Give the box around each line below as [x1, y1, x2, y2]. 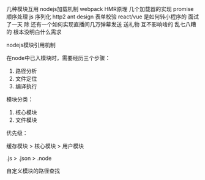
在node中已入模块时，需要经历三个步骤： [6, 54, 111, 61]
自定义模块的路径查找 [6, 167, 60, 174]
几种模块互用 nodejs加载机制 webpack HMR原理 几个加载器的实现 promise [6, 6, 194, 12]
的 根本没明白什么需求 [6, 28, 62, 36]
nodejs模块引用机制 [6, 42, 56, 48]
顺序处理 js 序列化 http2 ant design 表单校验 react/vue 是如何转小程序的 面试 [6, 13, 199, 20]
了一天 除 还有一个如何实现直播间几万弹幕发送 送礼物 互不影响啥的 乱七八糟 [6, 21, 196, 28]
